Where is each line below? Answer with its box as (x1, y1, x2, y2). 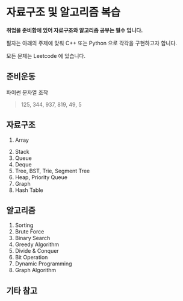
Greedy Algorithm (14, 241, 60, 248)
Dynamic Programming (14, 260, 72, 267)
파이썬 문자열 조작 (6, 89, 48, 96)
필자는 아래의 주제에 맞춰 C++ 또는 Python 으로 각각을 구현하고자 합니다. (6, 39, 178, 46)
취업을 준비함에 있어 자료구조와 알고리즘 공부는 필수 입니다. (6, 27, 143, 34)
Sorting (14, 221, 34, 229)
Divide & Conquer (14, 247, 59, 255)
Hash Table (14, 186, 43, 194)
